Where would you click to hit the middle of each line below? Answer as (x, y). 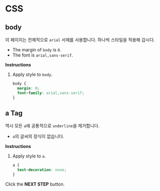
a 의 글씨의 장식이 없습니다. (38, 136)
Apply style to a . (29, 156)
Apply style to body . (32, 74)
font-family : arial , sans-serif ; (51, 93)
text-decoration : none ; (42, 170)
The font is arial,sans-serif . (43, 55)
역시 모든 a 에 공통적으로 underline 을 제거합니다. (52, 126)
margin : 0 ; (28, 88)
